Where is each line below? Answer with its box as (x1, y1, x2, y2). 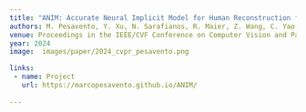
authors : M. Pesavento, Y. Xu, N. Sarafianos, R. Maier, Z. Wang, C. (9, 22, 280, 31)
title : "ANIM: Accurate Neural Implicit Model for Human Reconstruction (9, 13, 291, 23)
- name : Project (13, 72, 76, 82)
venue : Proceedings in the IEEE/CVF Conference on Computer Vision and (9, 30, 287, 39)
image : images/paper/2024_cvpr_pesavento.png (9, 47, 189, 56)
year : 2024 (9, 38, 51, 48)
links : (9, 64, 35, 73)
